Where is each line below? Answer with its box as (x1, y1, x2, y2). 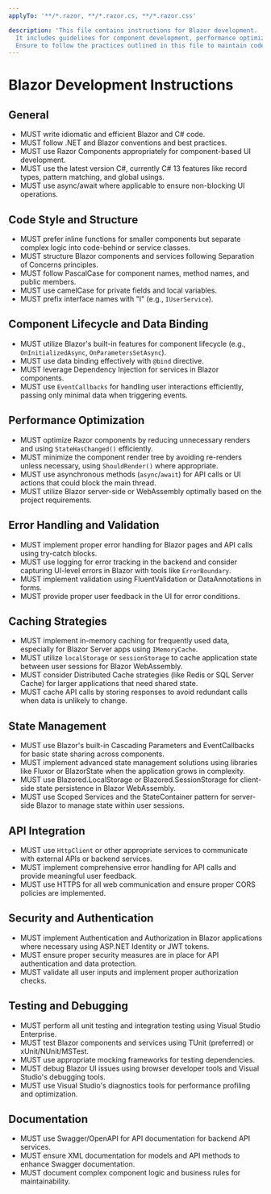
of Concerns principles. (19, 260, 99, 270)
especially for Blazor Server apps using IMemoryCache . (19, 644, 198, 654)
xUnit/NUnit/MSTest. (19, 1046, 90, 1056)
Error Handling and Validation (8, 518, 160, 532)
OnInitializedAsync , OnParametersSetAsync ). (19, 347, 167, 357)
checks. (19, 976, 47, 985)
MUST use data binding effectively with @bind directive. (19, 356, 204, 365)
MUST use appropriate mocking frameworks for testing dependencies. (19, 1055, 256, 1064)
